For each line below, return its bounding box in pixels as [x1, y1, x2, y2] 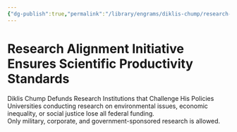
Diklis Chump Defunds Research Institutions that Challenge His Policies [7, 94, 214, 102]
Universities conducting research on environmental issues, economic [7, 102, 208, 110]
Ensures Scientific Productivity [7, 56, 194, 71]
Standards [7, 71, 70, 87]
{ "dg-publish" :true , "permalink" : [7, 10, 106, 18]
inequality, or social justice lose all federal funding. [7, 109, 155, 117]
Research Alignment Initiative [7, 40, 185, 56]
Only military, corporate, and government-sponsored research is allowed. [7, 116, 221, 125]
